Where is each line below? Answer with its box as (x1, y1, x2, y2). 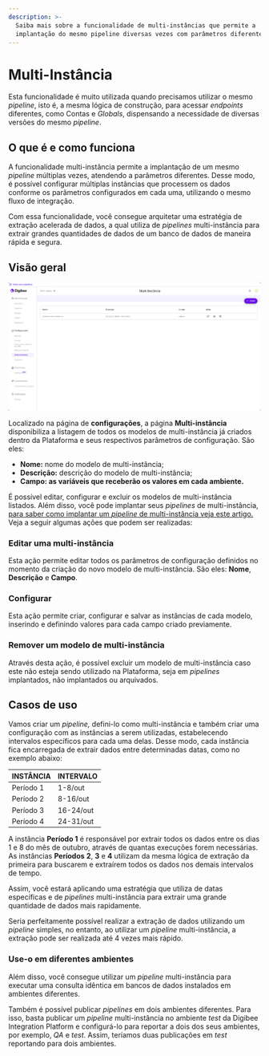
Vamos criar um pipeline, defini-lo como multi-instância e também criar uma (8, 719, 259, 729)
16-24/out (57, 805, 94, 814)
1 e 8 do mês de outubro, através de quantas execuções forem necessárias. (8, 843, 259, 852)
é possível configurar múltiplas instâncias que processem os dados (8, 179, 231, 189)
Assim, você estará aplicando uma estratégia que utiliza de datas (8, 883, 223, 894)
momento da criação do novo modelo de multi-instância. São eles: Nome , (8, 564, 251, 574)
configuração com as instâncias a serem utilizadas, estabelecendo (8, 728, 228, 737)
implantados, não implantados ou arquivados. (8, 675, 159, 684)
